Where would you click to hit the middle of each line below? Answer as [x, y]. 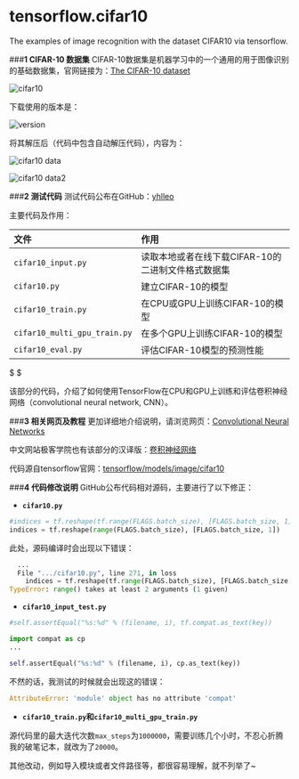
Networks [27, 431]
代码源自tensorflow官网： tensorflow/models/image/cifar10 [117, 468]
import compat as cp [48, 639]
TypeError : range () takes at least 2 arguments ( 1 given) [119, 589]
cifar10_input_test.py [64, 607]
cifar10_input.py [50, 263]
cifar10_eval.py [48, 349]
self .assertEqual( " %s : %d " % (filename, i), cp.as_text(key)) [125, 663]
